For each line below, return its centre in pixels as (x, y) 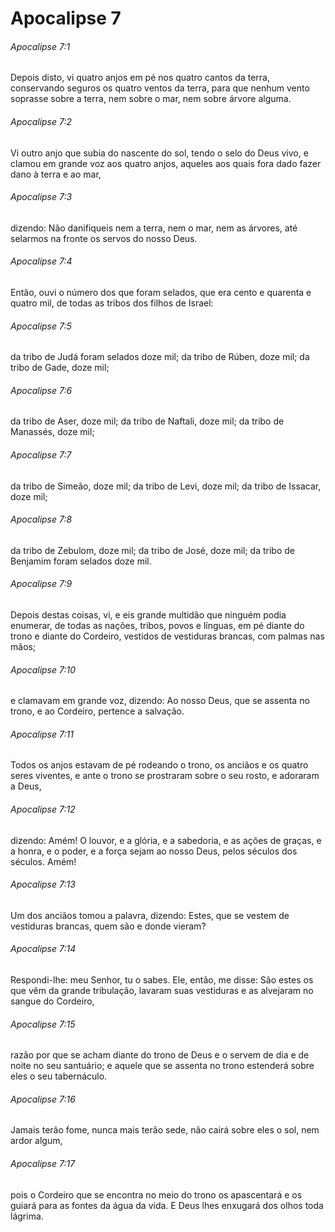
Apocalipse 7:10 (43, 669)
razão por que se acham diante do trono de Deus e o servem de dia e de (160, 1055)
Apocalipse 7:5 (41, 326)
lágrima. (27, 1216)
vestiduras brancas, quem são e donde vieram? (108, 926)
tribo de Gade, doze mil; (60, 368)
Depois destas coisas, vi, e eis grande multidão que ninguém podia (148, 615)
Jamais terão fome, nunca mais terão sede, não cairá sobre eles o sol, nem (165, 1130)
